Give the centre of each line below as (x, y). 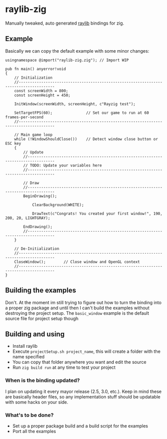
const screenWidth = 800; (41, 91)
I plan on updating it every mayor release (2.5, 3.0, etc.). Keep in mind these (83, 391)
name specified (29, 357)
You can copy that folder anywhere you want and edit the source (79, 362)
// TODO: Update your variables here (62, 165)
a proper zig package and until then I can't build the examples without (77, 308)
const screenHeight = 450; (42, 95)
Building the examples (41, 290)
